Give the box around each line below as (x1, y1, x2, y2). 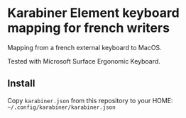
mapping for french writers (7, 20, 170, 36)
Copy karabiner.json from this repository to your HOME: (7, 96, 173, 105)
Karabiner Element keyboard (7, 5, 180, 21)
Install (7, 78, 35, 90)
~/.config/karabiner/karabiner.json (7, 104, 116, 111)
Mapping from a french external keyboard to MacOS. (7, 43, 162, 52)
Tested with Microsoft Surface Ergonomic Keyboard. (7, 57, 161, 65)
